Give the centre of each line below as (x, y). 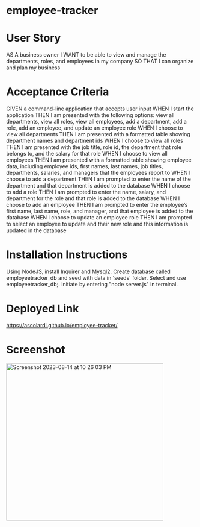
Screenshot (36, 350)
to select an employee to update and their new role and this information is (97, 224)
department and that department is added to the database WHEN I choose (98, 186)
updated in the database (37, 230)
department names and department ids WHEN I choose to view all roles (95, 141)
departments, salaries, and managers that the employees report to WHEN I (98, 173)
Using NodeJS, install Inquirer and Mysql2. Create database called (89, 271)
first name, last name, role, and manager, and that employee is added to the (100, 211)
